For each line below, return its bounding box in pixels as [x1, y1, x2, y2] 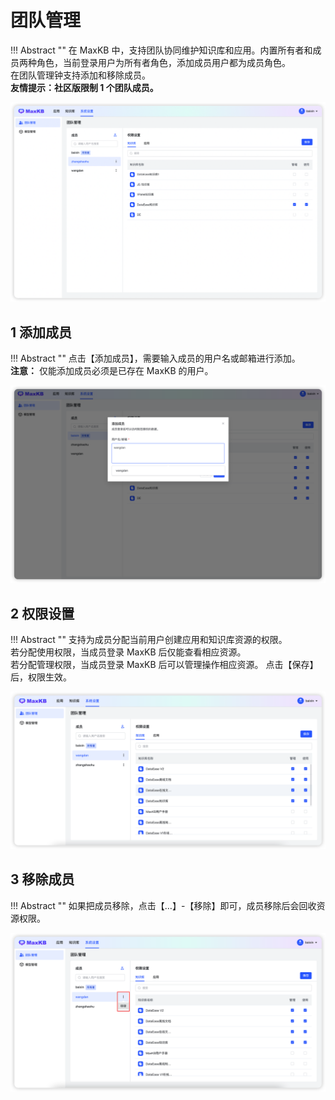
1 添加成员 [10, 324, 73, 341]
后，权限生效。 [10, 671, 72, 683]
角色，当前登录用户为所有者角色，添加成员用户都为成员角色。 [36, 56, 291, 68]
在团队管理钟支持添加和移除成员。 [10, 69, 151, 81]
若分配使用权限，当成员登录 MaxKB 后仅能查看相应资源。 [10, 646, 247, 658]
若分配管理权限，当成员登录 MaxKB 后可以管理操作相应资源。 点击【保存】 [10, 658, 319, 670]
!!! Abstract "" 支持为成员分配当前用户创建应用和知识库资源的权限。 [10, 633, 288, 645]
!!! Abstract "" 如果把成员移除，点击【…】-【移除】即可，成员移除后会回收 [10, 899, 317, 911]
